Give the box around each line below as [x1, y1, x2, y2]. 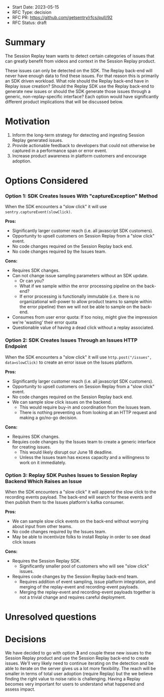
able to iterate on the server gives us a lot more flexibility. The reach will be [5, 666, 156, 672]
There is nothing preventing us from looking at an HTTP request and [19, 409, 157, 415]
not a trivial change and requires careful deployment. [19, 594, 126, 600]
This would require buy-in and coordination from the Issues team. [19, 404, 151, 410]
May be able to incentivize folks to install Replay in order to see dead [12, 534, 150, 540]
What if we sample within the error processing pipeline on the [19, 283, 143, 289]
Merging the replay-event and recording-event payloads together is [19, 589, 155, 595]
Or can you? [19, 278, 44, 284]
